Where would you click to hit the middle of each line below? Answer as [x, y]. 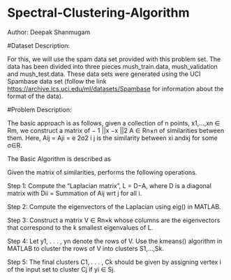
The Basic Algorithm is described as [59, 159]
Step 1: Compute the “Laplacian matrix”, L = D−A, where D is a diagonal [109, 185]
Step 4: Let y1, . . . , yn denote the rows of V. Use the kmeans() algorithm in [115, 241]
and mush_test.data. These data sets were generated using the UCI [104, 74]
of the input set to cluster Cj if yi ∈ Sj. [61, 269]
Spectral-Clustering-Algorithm [98, 13]
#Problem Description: [39, 109]
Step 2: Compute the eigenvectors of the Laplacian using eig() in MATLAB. [114, 206]
